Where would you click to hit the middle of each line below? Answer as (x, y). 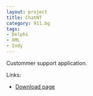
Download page (35, 86)
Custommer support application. (47, 63)
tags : (13, 29)
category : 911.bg (28, 23)
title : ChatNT (24, 18)
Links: (14, 75)
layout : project (27, 12)
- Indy (15, 46)
